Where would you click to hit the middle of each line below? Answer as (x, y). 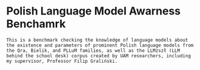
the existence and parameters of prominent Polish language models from (100, 45)
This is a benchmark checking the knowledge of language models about (97, 40)
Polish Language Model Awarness (93, 11)
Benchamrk (36, 24)
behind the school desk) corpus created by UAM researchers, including (98, 56)
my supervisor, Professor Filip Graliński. (62, 61)
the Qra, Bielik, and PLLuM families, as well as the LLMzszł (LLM (93, 50)
